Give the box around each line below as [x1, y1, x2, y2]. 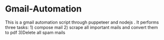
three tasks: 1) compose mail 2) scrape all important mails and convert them [5, 24, 158, 30]
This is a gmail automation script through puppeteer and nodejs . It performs [5, 19, 159, 25]
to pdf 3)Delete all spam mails [5, 29, 66, 35]
